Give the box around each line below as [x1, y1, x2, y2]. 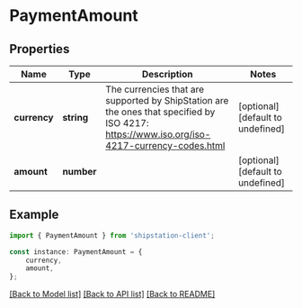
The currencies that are [105, 83, 205, 95]
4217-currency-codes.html [105, 140, 226, 151]
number [62, 166, 97, 177]
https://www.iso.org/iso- [105, 128, 211, 140]
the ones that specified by [105, 105, 216, 118]
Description [142, 68, 193, 80]
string [62, 112, 89, 123]
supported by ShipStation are [105, 95, 229, 106]
